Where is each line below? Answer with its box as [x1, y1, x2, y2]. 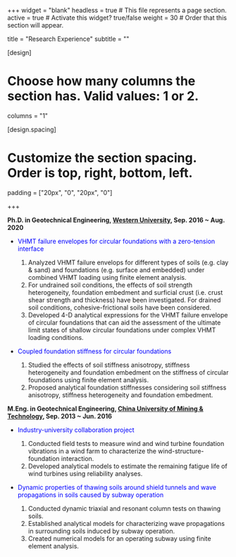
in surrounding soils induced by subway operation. [27, 527, 175, 535]
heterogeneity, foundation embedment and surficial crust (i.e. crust [27, 288, 223, 296]
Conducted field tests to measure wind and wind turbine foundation [27, 439, 225, 447]
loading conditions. [27, 333, 84, 341]
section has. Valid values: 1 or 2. [7, 88, 199, 105]
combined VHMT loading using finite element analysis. [27, 273, 187, 281]
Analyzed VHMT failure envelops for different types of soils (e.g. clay [27, 258, 229, 266]
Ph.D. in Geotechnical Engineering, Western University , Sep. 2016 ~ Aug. [7, 216, 225, 224]
